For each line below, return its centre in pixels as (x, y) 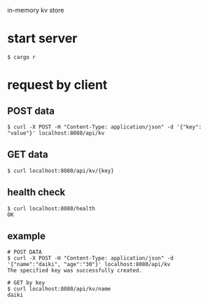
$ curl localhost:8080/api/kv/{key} (61, 171)
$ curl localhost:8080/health (51, 209)
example (27, 236)
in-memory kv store (36, 10)
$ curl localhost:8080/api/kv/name (59, 289)
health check (36, 192)
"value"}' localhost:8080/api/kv (56, 133)
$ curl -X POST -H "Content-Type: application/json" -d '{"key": (104, 127)
